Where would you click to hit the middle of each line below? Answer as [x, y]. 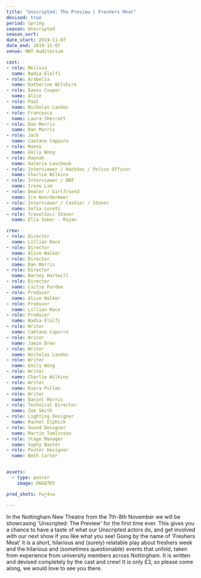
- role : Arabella [28, 79]
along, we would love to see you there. [54, 568]
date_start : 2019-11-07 [36, 40]
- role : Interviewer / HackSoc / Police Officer [69, 169]
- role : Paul [23, 102]
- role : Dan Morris [31, 124]
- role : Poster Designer [37, 450]
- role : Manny [24, 146]
